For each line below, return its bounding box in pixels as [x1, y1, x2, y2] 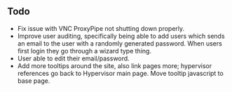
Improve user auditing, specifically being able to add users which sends [17, 32, 226, 40]
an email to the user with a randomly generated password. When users [17, 39, 222, 48]
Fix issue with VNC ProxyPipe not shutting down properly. [17, 24, 185, 32]
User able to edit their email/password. [17, 54, 130, 63]
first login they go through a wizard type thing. [17, 46, 152, 55]
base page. [17, 77, 50, 85]
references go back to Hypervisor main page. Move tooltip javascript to [17, 69, 224, 77]
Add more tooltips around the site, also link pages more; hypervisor [17, 61, 212, 70]
